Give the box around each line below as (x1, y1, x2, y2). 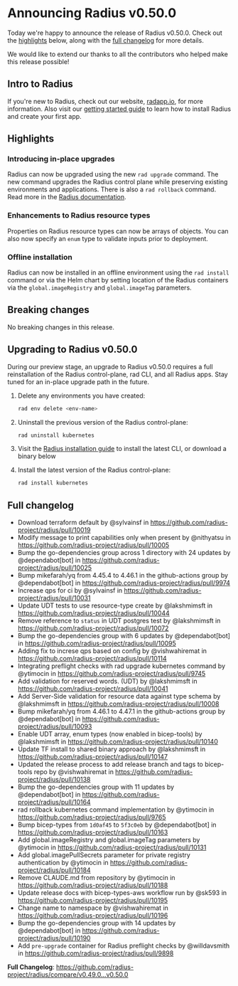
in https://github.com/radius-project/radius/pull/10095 (17, 639, 176, 648)
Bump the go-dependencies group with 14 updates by (17, 919, 176, 928)
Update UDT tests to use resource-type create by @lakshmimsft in (17, 601, 213, 610)
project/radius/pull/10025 (17, 563, 92, 572)
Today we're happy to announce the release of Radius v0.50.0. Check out (7, 28, 222, 37)
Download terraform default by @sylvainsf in (17, 518, 149, 527)
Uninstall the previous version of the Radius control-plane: (17, 418, 188, 426)
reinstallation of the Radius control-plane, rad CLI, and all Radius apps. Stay (7, 370, 229, 378)
